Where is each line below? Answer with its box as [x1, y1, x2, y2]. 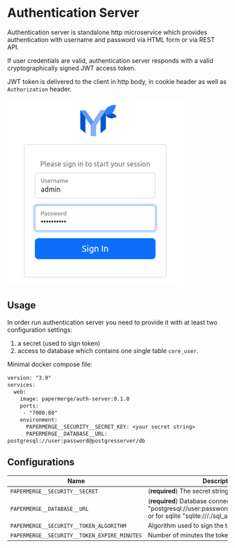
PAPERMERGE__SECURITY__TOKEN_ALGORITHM [10, 522, 127, 529]
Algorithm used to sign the [148, 521, 224, 529]
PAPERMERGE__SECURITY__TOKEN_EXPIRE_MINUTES [10, 533, 142, 540]
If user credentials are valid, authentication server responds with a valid [7, 56, 213, 64]
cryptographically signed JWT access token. [7, 64, 136, 72]
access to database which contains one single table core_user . [17, 346, 199, 354]
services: [7, 381, 36, 389]
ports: [20, 402, 39, 410]
